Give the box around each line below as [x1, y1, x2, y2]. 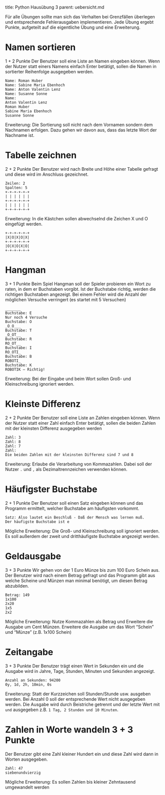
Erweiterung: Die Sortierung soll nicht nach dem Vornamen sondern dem [5, 122, 153, 128]
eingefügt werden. [5, 221, 43, 227]
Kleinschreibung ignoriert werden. [5, 381, 75, 387]
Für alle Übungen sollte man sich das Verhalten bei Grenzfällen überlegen [5, 14, 155, 19]
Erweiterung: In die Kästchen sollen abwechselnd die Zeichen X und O [5, 215, 148, 221]
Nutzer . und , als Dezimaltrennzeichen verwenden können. [5, 466, 127, 472]
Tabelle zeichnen [5, 150, 77, 161]
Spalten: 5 [5, 185, 28, 190]
